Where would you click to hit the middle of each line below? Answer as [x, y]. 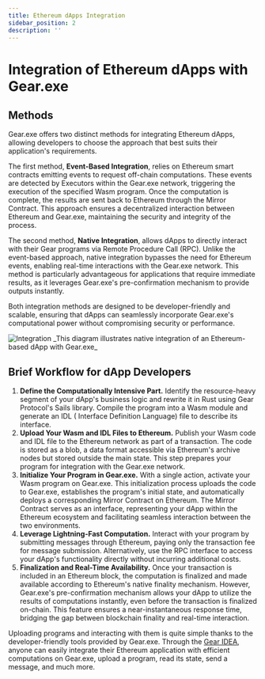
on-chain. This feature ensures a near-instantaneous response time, [131, 609]
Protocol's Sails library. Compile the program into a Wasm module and [134, 408]
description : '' [35, 30]
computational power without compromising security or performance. [122, 323]
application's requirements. [53, 151]
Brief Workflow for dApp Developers [100, 372]
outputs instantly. [36, 291]
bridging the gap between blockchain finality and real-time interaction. [134, 618]
